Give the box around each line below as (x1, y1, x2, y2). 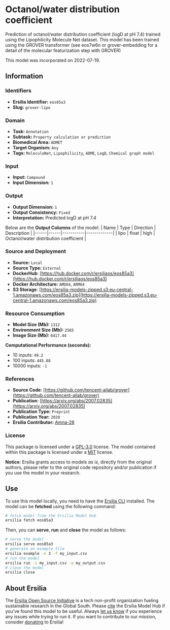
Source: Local (12, 259, 43, 265)
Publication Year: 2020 (12, 414, 60, 420)
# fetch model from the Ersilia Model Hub (5, 513, 96, 518)
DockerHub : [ (12, 270, 42, 276)
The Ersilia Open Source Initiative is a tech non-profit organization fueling (5, 597, 159, 604)
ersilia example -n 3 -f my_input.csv (5, 551, 87, 556)
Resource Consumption (5, 310, 65, 317)
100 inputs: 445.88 (12, 357, 51, 364)
